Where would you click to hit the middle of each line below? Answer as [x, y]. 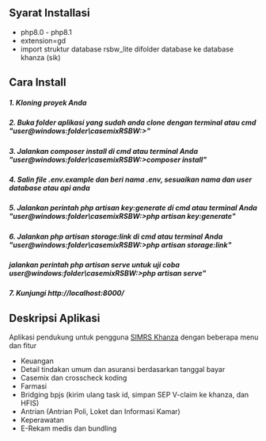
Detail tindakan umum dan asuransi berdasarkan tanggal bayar [123, 370]
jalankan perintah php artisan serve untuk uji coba [95, 265]
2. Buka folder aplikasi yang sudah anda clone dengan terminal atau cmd [133, 123]
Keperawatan [42, 420]
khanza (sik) [41, 57]
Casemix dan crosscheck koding [74, 378]
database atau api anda [49, 188]
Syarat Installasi [49, 13]
